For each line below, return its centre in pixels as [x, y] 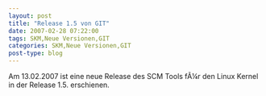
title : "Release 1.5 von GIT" [59, 23]
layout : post [30, 16]
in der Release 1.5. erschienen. [59, 85]
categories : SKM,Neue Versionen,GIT [70, 46]
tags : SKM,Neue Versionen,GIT [59, 38]
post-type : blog [35, 53]
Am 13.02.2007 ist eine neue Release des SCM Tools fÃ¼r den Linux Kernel [133, 76]
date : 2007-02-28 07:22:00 [54, 31]
